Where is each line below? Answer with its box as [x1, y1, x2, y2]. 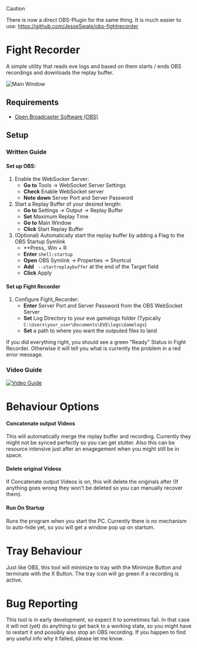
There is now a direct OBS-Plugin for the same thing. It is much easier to [6, 16, 181, 23]
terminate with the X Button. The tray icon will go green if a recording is [6, 570, 179, 577]
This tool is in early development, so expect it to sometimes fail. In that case [6, 616, 190, 623]
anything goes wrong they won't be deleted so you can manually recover [6, 484, 183, 491]
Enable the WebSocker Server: [14, 176, 89, 183]
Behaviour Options [6, 400, 99, 413]
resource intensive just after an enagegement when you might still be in [6, 445, 179, 452]
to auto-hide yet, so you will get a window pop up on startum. [6, 524, 155, 531]
